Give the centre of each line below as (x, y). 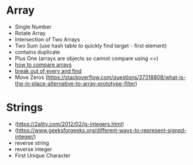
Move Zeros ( (31, 77)
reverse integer (33, 149)
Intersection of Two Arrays (47, 39)
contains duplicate (37, 52)
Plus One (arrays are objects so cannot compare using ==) (86, 58)
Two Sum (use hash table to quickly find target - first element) (91, 46)
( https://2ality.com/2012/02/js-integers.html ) (69, 124)
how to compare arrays (43, 64)
